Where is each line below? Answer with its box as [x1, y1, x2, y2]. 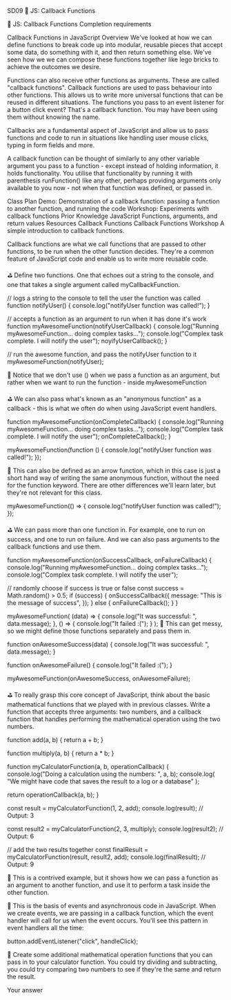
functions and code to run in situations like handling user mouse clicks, [7, 133, 209, 142]
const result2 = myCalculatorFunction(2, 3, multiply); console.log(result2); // [7, 825, 224, 833]
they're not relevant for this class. [7, 488, 103, 497]
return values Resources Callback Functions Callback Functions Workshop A [7, 219, 225, 228]
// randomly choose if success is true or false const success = [7, 584, 185, 592]
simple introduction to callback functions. [7, 227, 125, 234]
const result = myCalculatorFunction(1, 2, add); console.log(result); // [7, 804, 203, 812]
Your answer [7, 986, 43, 994]
